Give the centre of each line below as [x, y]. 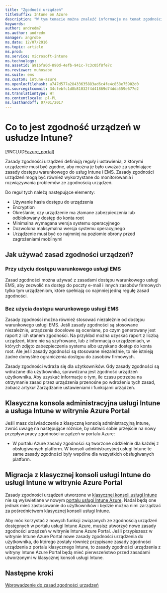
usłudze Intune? [39, 138]
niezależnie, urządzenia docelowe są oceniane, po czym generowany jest [81, 330]
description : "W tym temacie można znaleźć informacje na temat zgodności [84, 19]
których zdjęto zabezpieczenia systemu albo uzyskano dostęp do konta [79, 346]
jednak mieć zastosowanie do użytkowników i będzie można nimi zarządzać [83, 505]
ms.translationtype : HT [30, 93]
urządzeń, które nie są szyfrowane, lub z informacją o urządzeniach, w [78, 341]
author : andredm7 [23, 28]
